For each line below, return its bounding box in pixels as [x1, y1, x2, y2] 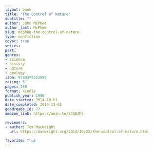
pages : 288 [5, 84, 27, 89]
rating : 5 [5, 79, 25, 84]
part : [5, 48, 16, 53]
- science [5, 57, 25, 62]
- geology [5, 71, 25, 75]
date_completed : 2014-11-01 [5, 102, 62, 107]
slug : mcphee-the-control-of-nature [5, 30, 79, 35]
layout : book [5, 7, 32, 12]
